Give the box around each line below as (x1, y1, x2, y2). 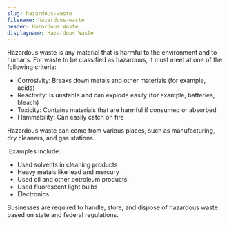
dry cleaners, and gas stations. (7, 134, 95, 142)
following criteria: (7, 63, 57, 71)
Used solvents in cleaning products (17, 160, 118, 169)
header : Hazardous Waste (7, 23, 79, 30)
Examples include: (8, 147, 61, 156)
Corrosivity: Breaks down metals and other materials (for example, (17, 77, 206, 85)
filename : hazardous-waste (7, 17, 85, 23)
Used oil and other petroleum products (17, 176, 128, 184)
